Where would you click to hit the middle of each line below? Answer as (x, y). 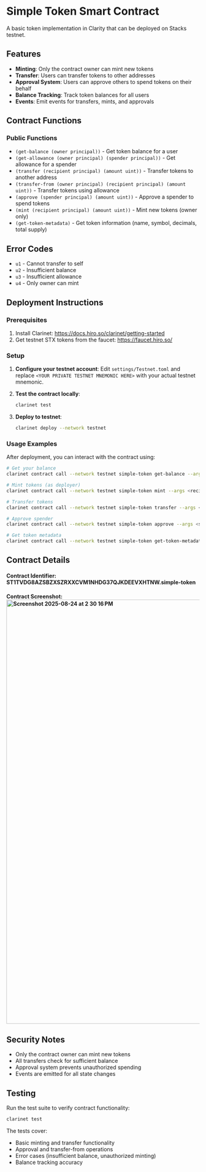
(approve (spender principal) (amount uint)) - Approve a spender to (105, 197)
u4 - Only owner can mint (47, 283)
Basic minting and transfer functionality (65, 1143)
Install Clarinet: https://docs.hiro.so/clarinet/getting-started (90, 333)
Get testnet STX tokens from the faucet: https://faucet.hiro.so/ (94, 340)
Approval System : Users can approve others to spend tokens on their (103, 82)
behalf (23, 88)
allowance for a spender (46, 164)
